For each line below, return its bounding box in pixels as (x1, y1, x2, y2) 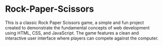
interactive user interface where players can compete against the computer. (5, 35, 159, 41)
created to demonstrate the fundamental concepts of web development (5, 24, 150, 30)
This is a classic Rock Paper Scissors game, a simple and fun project (5, 20, 144, 25)
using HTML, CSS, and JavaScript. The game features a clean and (5, 30, 139, 36)
